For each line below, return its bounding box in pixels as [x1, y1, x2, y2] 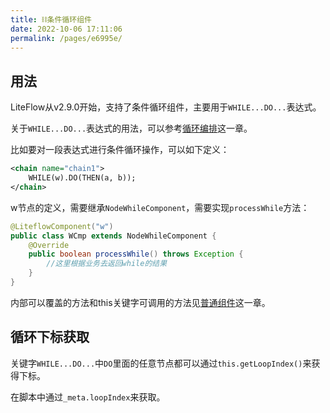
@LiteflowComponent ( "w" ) [10, 221, 114, 231]
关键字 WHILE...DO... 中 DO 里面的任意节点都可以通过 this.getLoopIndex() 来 [10, 357, 312, 369]
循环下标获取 [10, 329, 90, 346]
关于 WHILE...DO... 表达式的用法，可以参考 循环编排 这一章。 [10, 122, 253, 135]
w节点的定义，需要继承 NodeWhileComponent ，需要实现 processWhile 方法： [10, 201, 310, 213]
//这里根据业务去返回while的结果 [46, 259, 168, 269]
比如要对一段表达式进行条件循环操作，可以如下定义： [10, 144, 230, 156]
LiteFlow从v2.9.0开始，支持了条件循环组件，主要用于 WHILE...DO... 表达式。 [10, 101, 322, 113]
